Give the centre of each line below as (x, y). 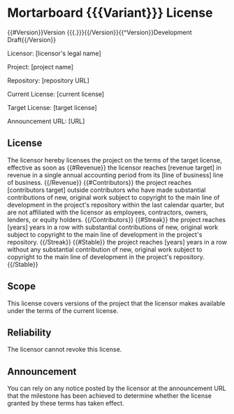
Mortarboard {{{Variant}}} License (110, 13)
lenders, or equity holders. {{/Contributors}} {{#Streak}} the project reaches (116, 219)
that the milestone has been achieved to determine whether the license (109, 396)
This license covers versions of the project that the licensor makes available (116, 303)
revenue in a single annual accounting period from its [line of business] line (115, 175)
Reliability (29, 332)
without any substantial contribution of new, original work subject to (105, 249)
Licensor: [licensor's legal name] (54, 53)
